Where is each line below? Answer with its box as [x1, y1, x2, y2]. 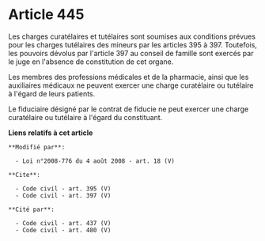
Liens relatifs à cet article [8, 128, 93, 137]
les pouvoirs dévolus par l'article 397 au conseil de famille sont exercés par [8, 48, 254, 58]
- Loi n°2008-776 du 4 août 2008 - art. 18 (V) [15, 156, 176, 165]
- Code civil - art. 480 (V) [15, 226, 112, 234]
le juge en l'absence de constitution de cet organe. [8, 57, 174, 66]
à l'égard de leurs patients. [8, 88, 96, 98]
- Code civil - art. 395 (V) [15, 184, 112, 193]
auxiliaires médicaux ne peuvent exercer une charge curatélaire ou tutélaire [8, 81, 254, 90]
